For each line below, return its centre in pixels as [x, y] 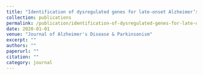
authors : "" [21, 46]
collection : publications [39, 18]
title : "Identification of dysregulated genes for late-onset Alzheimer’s [102, 12]
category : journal [29, 62]
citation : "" [23, 57]
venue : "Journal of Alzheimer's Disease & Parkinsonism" [79, 34]
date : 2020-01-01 [28, 29]
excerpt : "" [21, 40]
